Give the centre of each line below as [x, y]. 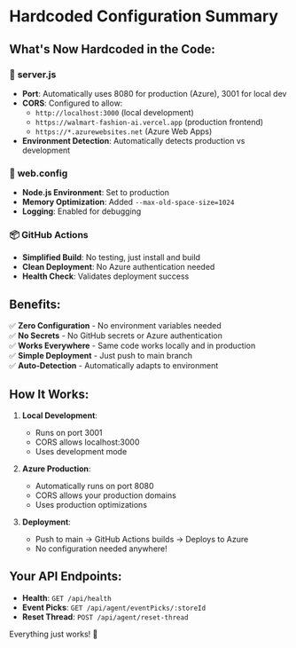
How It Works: [49, 394]
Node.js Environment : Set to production [96, 193]
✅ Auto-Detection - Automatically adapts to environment [114, 366]
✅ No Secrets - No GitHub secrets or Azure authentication [116, 336]
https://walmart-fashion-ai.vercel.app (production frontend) [149, 122]
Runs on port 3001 [69, 433]
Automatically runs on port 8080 [94, 486]
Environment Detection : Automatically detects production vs [133, 140]
